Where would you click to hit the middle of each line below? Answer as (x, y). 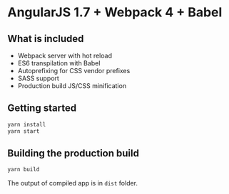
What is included (46, 39)
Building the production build (73, 153)
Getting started (42, 108)
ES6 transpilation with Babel (59, 63)
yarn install (27, 124)
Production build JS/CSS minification (72, 86)
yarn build (24, 170)
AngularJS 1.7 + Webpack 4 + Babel (115, 12)
